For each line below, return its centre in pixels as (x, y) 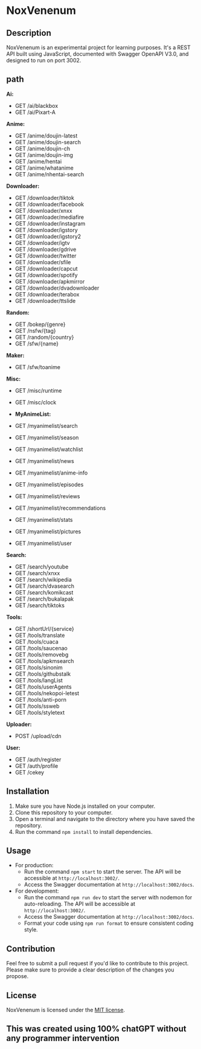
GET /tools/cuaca (37, 641)
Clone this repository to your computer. (64, 812)
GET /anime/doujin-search (48, 142)
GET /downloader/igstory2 (48, 236)
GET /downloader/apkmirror (50, 281)
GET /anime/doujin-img (44, 155)
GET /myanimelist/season (47, 438)
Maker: (15, 355)
